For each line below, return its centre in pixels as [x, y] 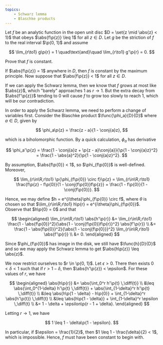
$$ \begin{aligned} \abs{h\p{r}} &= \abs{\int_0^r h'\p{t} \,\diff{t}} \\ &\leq [82, 283]
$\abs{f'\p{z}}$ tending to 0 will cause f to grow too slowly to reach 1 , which [82, 96]
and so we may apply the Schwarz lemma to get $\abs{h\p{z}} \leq [72, 249]
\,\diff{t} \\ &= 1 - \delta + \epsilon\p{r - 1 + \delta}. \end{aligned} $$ [82, 304]
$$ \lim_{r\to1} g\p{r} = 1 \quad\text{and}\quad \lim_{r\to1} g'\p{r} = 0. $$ [82, 52]
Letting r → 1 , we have [27, 313]
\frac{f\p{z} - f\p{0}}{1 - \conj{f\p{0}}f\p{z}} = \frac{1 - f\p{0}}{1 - [82, 185]
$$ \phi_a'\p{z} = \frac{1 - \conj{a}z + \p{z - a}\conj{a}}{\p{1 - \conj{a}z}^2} [82, 150]
